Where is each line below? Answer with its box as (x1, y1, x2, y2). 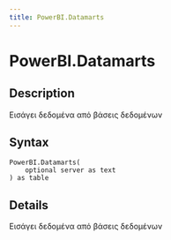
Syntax (9, 135, 49, 150)
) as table (9, 174, 49, 183)
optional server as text (25, 166, 116, 175)
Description (9, 86, 75, 101)
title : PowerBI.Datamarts (9, 12, 104, 22)
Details (9, 198, 48, 213)
